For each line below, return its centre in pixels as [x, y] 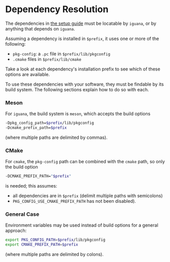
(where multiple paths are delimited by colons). [55, 254]
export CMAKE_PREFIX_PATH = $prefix [42, 245]
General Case [22, 214]
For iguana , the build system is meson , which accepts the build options [78, 114]
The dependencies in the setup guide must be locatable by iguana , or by [81, 23]
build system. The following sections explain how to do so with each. [77, 89]
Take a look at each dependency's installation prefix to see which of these [83, 69]
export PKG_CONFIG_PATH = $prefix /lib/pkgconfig [55, 240]
